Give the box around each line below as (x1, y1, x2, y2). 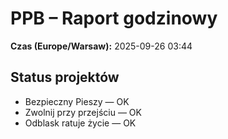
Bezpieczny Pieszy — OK (24, 95, 130, 107)
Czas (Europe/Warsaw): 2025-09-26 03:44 (10, 40, 193, 52)
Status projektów (10, 69, 120, 86)
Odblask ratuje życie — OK (24, 117, 137, 129)
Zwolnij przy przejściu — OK (24, 106, 142, 118)
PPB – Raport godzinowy (10, 7, 218, 30)
